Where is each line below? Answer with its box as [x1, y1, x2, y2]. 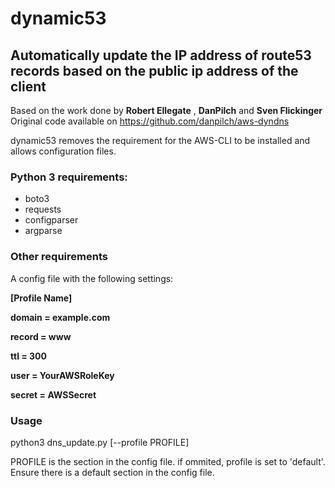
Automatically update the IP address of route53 [10, 47, 312, 64]
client [10, 78, 47, 95]
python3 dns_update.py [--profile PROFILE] [10, 436, 190, 448]
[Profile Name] [10, 292, 73, 304]
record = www [10, 330, 72, 342]
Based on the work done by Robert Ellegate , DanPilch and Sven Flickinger [10, 105, 323, 116]
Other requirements [10, 250, 108, 264]
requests [24, 203, 62, 216]
